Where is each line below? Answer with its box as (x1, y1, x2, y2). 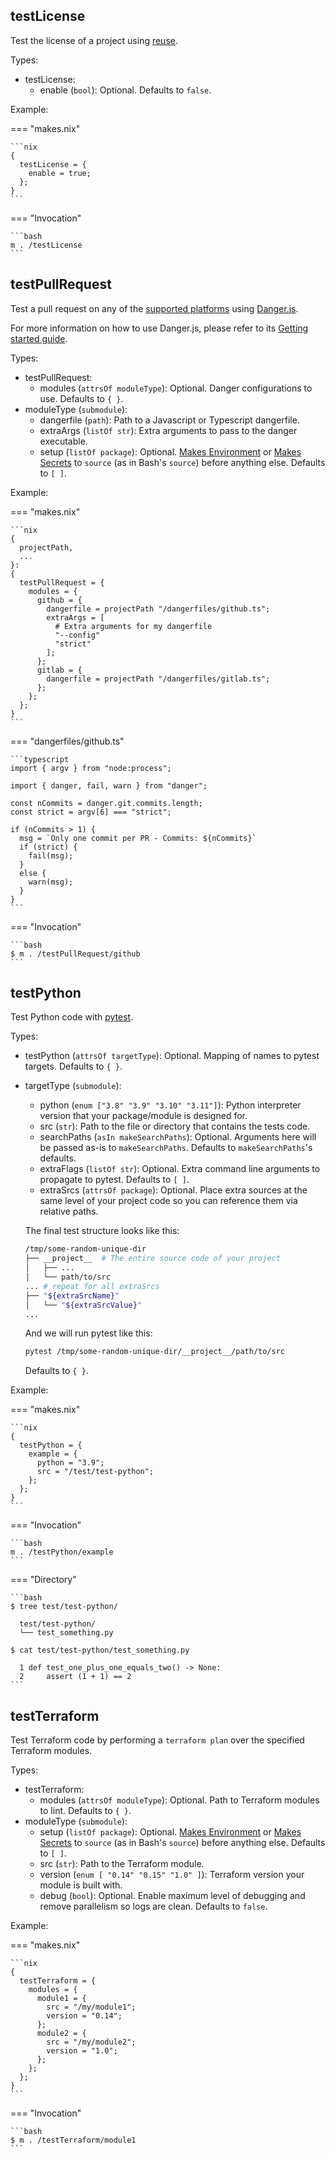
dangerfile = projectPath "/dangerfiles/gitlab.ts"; (46, 674, 271, 684)
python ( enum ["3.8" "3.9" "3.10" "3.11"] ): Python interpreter (39, 1099, 302, 1111)
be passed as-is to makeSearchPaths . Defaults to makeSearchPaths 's (39, 1142, 313, 1154)
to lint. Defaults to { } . (39, 1805, 132, 1817)
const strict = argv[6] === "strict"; (10, 807, 172, 817)
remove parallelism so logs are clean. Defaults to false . (39, 1900, 268, 1913)
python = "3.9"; (36, 1458, 105, 1468)
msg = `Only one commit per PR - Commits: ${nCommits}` (19, 833, 257, 843)
